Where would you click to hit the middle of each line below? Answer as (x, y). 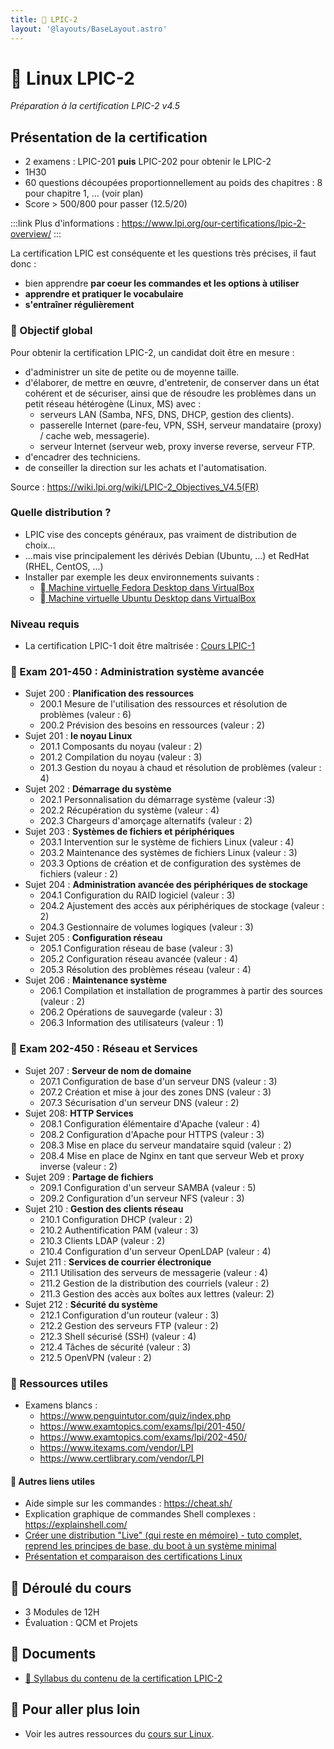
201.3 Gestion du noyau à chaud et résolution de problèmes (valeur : (180, 768)
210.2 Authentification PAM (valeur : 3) (119, 1230)
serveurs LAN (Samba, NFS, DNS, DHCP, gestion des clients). (167, 414)
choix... (40, 545)
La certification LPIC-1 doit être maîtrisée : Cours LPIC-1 (139, 646)
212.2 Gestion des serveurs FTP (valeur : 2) (129, 1325)
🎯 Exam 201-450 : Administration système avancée (137, 672)
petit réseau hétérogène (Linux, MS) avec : (113, 403)
